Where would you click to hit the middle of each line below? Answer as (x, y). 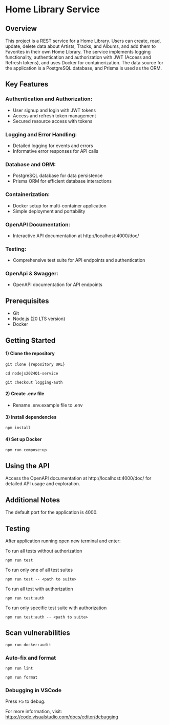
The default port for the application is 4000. (51, 512)
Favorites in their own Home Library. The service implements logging (78, 52)
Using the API (27, 466)
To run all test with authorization (39, 589)
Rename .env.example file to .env (48, 405)
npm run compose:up (26, 450)
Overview (21, 29)
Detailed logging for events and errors (53, 146)
